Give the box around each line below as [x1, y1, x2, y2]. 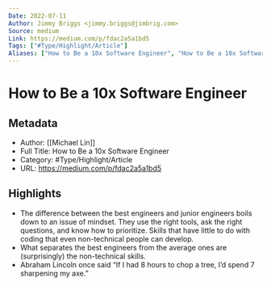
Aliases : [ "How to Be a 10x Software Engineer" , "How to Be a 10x [8, 49, 236, 57]
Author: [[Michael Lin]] [19, 138, 95, 147]
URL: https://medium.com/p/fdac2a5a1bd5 [19, 163, 162, 173]
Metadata [8, 116, 58, 130]
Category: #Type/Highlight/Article [19, 155, 133, 164]
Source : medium [8, 27, 60, 35]
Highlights [8, 187, 62, 200]
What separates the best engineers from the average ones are [19, 242, 227, 252]
